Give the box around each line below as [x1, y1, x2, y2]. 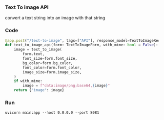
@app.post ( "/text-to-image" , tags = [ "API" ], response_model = [5, 38, 130, 43]
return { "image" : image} [14, 88, 64, 93]
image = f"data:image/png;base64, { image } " [22, 83, 110, 88]
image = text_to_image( [14, 47, 62, 52]
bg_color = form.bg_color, [22, 60, 73, 66]
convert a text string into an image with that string [5, 15, 105, 21]
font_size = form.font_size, [22, 56, 78, 61]
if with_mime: [14, 79, 42, 84]
